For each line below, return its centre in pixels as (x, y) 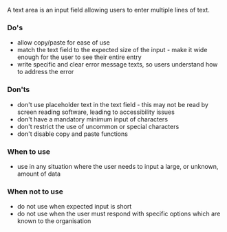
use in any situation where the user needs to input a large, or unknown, (118, 166)
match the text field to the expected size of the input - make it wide (112, 50)
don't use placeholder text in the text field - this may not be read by (112, 104)
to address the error (45, 72)
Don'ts (19, 90)
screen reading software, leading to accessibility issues (96, 112)
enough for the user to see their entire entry (79, 57)
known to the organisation (54, 221)
